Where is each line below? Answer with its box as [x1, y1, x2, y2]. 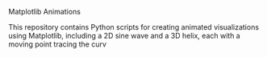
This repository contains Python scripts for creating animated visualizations [8, 22, 260, 31]
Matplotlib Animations [8, 7, 81, 16]
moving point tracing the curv [8, 39, 107, 49]
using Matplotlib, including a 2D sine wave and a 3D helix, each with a [8, 31, 240, 40]
